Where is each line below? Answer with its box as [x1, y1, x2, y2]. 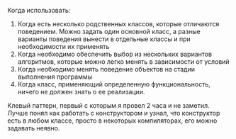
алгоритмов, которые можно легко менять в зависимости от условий [17, 57, 230, 66]
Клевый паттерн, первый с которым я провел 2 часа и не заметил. [7, 101, 210, 109]
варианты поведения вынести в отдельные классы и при [17, 35, 191, 43]
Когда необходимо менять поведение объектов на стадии [17, 65, 195, 73]
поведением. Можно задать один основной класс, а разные [17, 28, 201, 35]
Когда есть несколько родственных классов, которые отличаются [17, 20, 220, 28]
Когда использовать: [7, 6, 71, 14]
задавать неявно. [7, 124, 60, 132]
